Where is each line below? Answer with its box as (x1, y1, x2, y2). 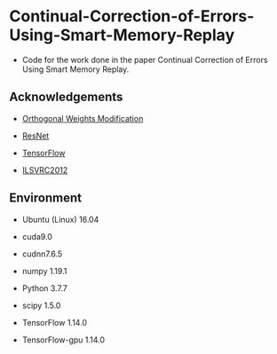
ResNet (21, 130, 50, 141)
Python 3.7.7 (21, 282, 68, 294)
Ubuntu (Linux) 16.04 (21, 214, 99, 224)
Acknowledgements (9, 90, 123, 105)
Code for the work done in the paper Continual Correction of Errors (21, 54, 268, 65)
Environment (9, 191, 83, 206)
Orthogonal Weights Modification (21, 113, 144, 123)
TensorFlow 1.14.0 (21, 317, 87, 327)
